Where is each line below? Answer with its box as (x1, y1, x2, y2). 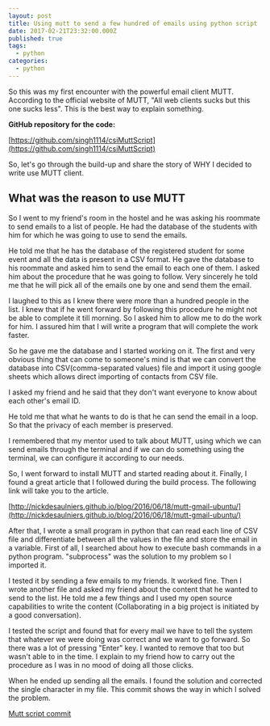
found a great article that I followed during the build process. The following (8, 477, 256, 487)
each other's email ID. (8, 395, 81, 405)
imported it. (8, 559, 47, 570)
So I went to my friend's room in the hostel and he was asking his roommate (8, 213, 260, 222)
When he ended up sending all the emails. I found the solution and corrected (8, 676, 263, 686)
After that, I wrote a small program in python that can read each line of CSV (8, 526, 259, 535)
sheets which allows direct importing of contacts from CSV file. (8, 371, 218, 381)
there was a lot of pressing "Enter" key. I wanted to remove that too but (8, 643, 244, 652)
